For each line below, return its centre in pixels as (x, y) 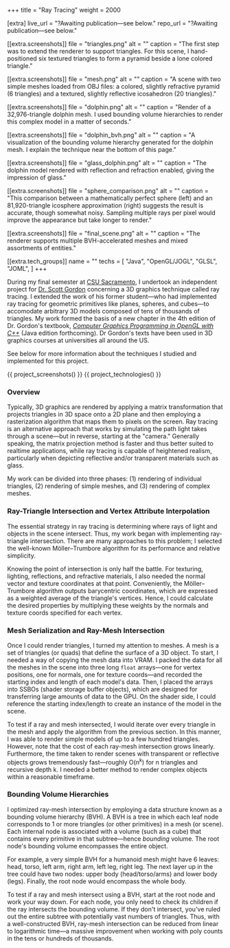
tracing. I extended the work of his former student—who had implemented (112, 296)
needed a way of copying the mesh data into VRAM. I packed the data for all (115, 660)
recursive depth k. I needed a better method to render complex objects (107, 769)
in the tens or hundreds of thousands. (60, 938)
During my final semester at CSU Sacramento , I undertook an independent (112, 282)
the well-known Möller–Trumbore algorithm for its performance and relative (114, 548)
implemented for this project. (48, 361)
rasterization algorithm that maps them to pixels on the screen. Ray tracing (113, 421)
